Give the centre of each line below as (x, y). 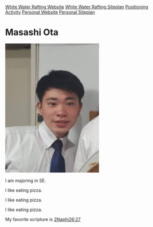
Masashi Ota (32, 32)
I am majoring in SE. (26, 180)
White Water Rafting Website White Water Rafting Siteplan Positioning (77, 7)
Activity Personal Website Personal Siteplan (50, 12)
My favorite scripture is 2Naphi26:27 (43, 219)
